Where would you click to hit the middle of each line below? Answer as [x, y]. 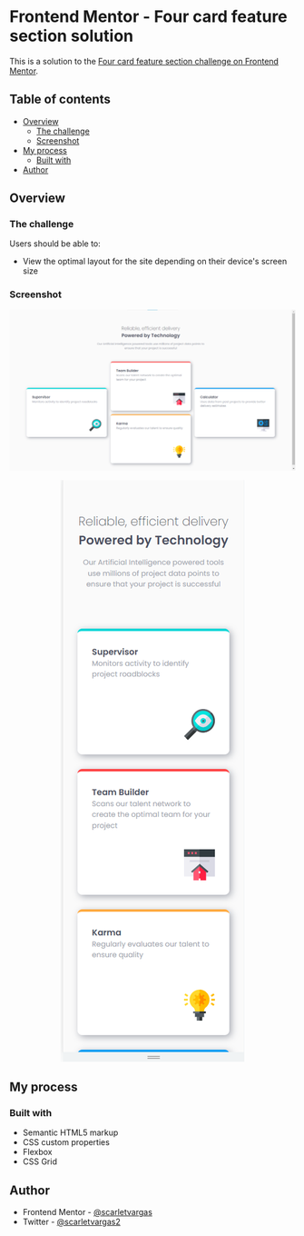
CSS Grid [39, 1161]
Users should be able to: [55, 244]
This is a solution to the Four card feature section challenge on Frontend [144, 61]
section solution [72, 36]
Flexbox [37, 1152]
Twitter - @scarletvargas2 [71, 1222]
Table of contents [60, 100]
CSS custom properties [66, 1142]
